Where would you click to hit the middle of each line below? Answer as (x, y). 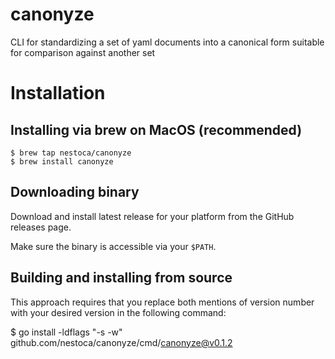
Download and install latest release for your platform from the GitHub (152, 216)
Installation (58, 93)
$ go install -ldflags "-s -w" (66, 332)
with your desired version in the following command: (118, 312)
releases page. (41, 227)
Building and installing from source (121, 278)
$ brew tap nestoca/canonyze (71, 153)
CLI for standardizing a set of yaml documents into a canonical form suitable (167, 42)
